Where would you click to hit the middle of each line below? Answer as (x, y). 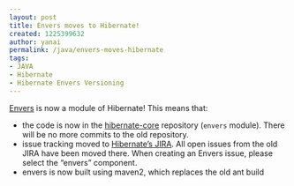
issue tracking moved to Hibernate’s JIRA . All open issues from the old (150, 144)
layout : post (33, 17)
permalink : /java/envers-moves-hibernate (87, 50)
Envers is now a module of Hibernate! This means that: (109, 108)
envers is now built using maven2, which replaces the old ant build (143, 172)
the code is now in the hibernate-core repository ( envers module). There (153, 125)
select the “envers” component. (79, 162)
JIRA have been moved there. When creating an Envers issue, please (147, 153)
